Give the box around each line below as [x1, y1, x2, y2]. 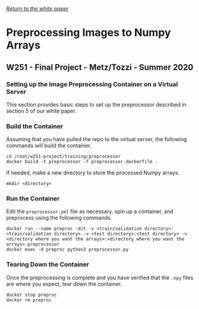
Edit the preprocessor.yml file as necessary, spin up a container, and [6, 208, 173, 215]
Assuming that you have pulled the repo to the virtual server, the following [6, 136, 187, 143]
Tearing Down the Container [6, 260, 89, 269]
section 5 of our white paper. [6, 107, 77, 114]
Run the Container [6, 195, 60, 203]
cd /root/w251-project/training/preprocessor [6, 154, 121, 160]
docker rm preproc [6, 297, 52, 303]
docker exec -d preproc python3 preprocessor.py [6, 246, 129, 252]
